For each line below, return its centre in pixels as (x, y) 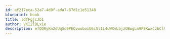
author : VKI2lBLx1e (26, 24)
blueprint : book (22, 15)
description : (19, 29)
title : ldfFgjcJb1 (25, 19)
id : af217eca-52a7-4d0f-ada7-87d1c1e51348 (51, 10)
